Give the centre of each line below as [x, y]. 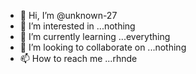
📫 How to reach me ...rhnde [78, 58]
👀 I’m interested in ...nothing [77, 26]
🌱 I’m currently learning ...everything [95, 36]
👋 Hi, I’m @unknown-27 [68, 15]
